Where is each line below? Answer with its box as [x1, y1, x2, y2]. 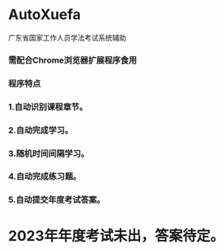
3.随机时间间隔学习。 [8, 148, 89, 159]
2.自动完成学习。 [8, 125, 74, 136]
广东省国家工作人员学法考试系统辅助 [8, 33, 127, 42]
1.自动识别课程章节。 [8, 101, 88, 112]
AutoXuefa [8, 6, 82, 24]
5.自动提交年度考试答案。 [8, 195, 105, 206]
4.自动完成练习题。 [8, 171, 82, 182]
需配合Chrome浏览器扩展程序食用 [8, 54, 137, 65]
